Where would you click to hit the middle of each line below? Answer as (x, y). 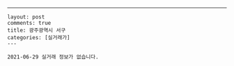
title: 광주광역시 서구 (37, 30)
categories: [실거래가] (39, 38)
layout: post (26, 17)
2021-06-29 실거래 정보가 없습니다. (53, 57)
